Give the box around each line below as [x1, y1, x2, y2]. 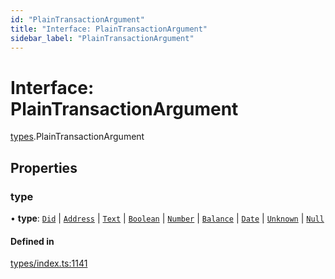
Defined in [10, 235, 55, 247]
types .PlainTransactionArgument [10, 131, 145, 143]
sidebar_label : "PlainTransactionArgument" [10, 33, 195, 43]
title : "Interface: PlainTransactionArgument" [10, 24, 208, 34]
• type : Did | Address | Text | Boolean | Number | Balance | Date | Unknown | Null [10, 212, 325, 224]
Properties [10, 159, 78, 176]
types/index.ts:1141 [10, 257, 88, 270]
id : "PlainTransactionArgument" [10, 14, 145, 25]
